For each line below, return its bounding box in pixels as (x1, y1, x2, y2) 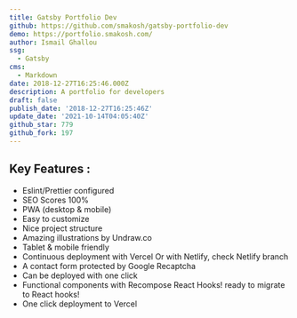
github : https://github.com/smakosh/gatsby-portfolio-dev (9, 21, 229, 30)
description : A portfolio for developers (9, 87, 165, 96)
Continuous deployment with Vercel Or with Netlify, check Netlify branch (21, 250, 289, 262)
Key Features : (9, 162, 91, 177)
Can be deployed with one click (21, 270, 138, 281)
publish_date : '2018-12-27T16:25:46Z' (9, 104, 153, 113)
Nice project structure (21, 223, 103, 234)
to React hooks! (21, 289, 80, 299)
